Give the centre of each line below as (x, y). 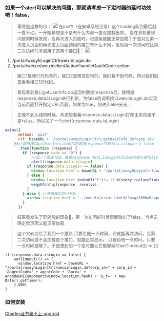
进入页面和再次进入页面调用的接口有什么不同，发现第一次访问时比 (88, 45)
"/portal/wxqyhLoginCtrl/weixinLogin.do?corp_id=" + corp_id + (71, 268)
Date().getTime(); (24, 281)
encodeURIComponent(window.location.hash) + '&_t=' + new (65, 276)
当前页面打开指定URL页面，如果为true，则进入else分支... (74, 104)
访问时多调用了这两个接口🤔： (55, 51)
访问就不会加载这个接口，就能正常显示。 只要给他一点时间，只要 (90, 240)
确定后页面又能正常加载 (41, 223)
